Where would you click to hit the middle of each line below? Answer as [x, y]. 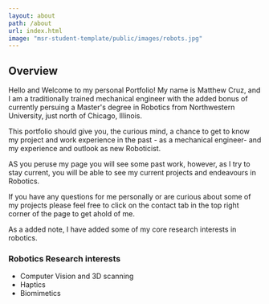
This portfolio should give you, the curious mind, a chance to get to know [129, 131]
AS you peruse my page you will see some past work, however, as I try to [129, 164]
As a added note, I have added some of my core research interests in [122, 229]
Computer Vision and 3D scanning [77, 276]
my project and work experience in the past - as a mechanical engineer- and [135, 140]
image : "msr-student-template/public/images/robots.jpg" [106, 38]
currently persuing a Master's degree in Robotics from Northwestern [122, 107]
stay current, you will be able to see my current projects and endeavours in [132, 173]
